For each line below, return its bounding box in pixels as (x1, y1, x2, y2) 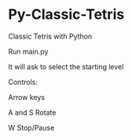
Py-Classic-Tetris (8, 6, 125, 24)
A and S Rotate (8, 108, 57, 117)
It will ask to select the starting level (8, 61, 124, 72)
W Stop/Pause (8, 123, 55, 132)
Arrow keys (8, 92, 46, 101)
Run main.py (8, 46, 49, 56)
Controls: (8, 77, 38, 87)
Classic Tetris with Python (8, 31, 93, 41)
